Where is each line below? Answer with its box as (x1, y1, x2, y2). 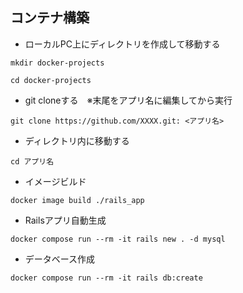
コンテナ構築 (10, 9, 90, 27)
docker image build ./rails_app (10, 195, 145, 205)
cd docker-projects (10, 75, 92, 85)
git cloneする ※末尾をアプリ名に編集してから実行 (24, 94, 233, 106)
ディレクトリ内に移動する (24, 134, 130, 147)
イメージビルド (24, 175, 87, 187)
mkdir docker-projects (10, 58, 105, 68)
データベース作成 (24, 253, 96, 265)
